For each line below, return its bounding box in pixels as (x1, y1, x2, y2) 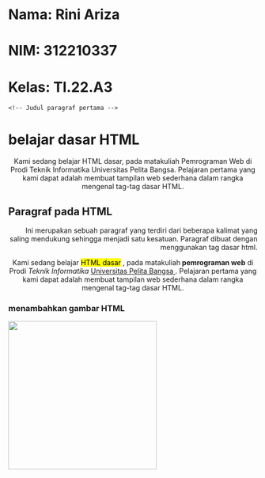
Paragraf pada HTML (8, 204, 113, 218)
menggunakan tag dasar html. (160, 243, 258, 252)
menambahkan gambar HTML (8, 302, 125, 313)
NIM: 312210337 (8, 42, 118, 60)
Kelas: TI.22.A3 (8, 78, 113, 96)
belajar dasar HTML (8, 131, 140, 148)
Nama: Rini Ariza (8, 6, 120, 24)
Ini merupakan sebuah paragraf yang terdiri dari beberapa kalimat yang (25, 226, 258, 235)
